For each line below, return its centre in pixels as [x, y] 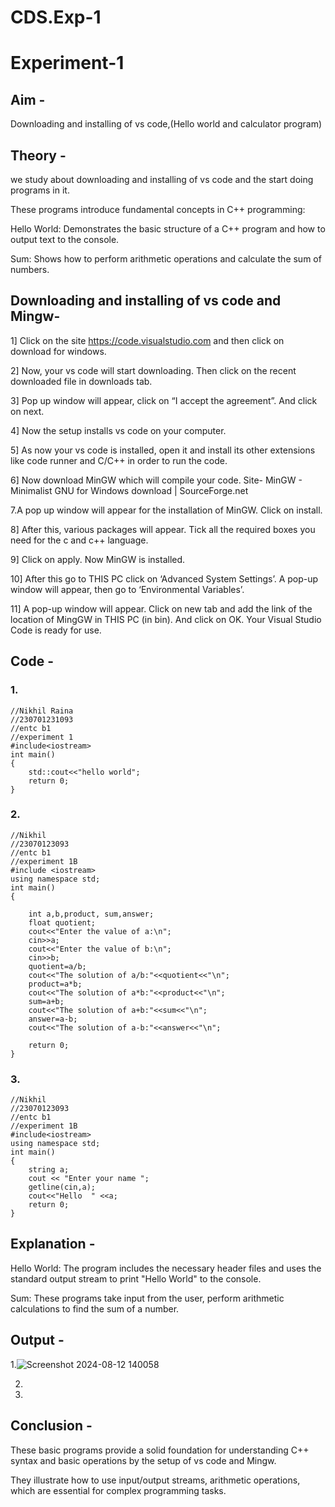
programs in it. [40, 190]
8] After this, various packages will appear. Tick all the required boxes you [163, 529]
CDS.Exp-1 [56, 17]
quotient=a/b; [57, 966]
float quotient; [62, 922]
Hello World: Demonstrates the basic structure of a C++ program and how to [168, 229]
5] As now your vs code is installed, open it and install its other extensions [163, 450]
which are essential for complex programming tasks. [118, 1490]
